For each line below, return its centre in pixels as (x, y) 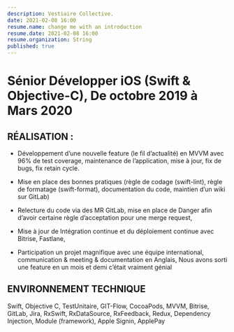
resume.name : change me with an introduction (74, 27)
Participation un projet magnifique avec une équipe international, (110, 252)
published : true (31, 46)
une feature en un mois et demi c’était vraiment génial (95, 267)
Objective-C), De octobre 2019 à (102, 96)
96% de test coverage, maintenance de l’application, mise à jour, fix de (119, 161)
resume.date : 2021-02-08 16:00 (53, 33)
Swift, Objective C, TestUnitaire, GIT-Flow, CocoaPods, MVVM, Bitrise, (108, 306)
